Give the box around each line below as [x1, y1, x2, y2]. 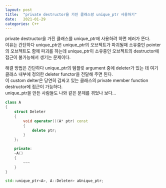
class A [5, 100, 21, 105]
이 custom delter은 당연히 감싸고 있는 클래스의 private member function [5, 77, 148, 83]
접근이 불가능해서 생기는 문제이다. [5, 54, 71, 60]
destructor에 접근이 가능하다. [5, 83, 63, 90]
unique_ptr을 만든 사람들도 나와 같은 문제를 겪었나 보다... [5, 90, 116, 96]
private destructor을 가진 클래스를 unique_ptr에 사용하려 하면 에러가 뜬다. [5, 35, 151, 41]
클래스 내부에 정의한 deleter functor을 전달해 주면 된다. [5, 71, 113, 77]
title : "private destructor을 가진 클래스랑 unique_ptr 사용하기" [5, 12, 137, 17]
